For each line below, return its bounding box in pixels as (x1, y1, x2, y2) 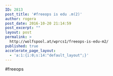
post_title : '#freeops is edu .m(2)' (5, 12, 83, 17)
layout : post (5, 30, 32, 35)
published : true (5, 44, 38, 49)
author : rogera (5, 16, 36, 21)
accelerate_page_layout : (5, 48, 56, 53)
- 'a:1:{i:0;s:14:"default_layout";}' (9, 52, 89, 58)
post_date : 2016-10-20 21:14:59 (5, 21, 71, 26)
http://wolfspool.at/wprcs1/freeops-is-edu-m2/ (9, 39, 109, 44)
